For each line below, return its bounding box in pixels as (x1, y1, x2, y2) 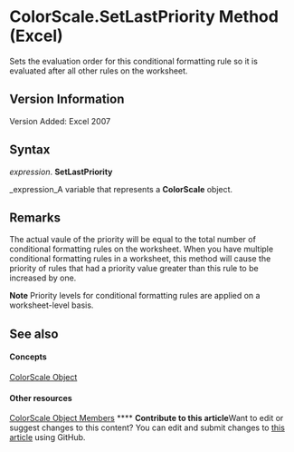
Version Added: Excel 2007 (9, 115, 111, 126)
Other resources (9, 392, 72, 403)
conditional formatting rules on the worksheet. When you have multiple (9, 243, 274, 255)
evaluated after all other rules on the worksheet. (9, 65, 188, 76)
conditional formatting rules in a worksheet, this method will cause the (9, 253, 271, 264)
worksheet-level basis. (9, 300, 94, 310)
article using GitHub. (9, 432, 86, 443)
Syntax (9, 142, 51, 158)
